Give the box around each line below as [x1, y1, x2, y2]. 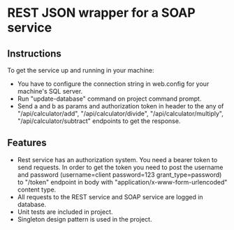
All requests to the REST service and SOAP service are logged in [17, 192, 204, 201]
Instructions [7, 48, 61, 59]
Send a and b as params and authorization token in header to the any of [17, 102, 224, 110]
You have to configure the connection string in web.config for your [17, 80, 210, 88]
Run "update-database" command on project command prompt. [17, 94, 202, 103]
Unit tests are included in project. [17, 208, 113, 216]
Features [7, 137, 47, 149]
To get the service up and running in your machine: [7, 66, 154, 74]
